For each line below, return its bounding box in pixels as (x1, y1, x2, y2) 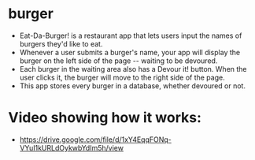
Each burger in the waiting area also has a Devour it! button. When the (19, 64, 247, 73)
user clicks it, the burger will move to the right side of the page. (19, 73, 226, 82)
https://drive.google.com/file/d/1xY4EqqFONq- (19, 135, 172, 144)
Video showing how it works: (8, 109, 202, 127)
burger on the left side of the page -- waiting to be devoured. (19, 56, 218, 65)
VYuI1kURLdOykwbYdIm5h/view (19, 143, 124, 152)
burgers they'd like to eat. (19, 39, 103, 48)
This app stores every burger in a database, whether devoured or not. (19, 80, 246, 91)
